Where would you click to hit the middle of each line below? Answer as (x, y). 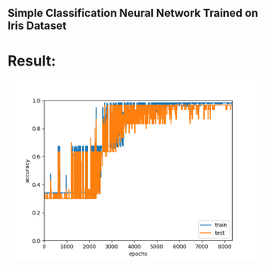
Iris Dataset (37, 26)
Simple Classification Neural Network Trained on (133, 13)
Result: (32, 61)
